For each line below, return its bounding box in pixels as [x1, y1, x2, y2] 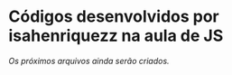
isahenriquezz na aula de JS [8, 25, 224, 46]
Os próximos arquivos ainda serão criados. [8, 55, 170, 66]
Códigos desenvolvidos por [8, 6, 220, 27]
